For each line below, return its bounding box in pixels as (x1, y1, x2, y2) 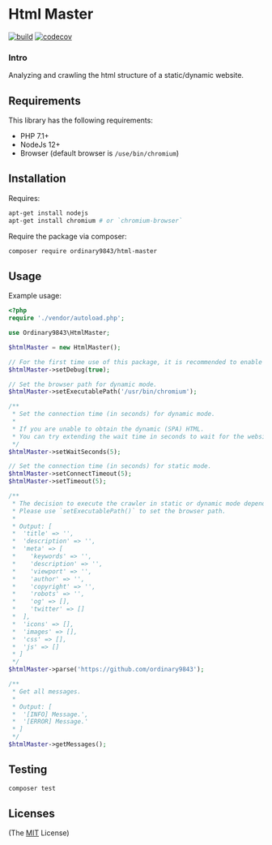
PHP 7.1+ (19, 131, 49, 141)
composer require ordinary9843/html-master (8, 247, 158, 255)
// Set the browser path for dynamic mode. (8, 380, 158, 388)
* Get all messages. (11, 687, 82, 696)
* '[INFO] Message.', (11, 710, 89, 718)
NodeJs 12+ (19, 139, 61, 150)
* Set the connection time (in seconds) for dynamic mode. (11, 410, 216, 418)
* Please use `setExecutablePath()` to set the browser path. (11, 507, 227, 515)
